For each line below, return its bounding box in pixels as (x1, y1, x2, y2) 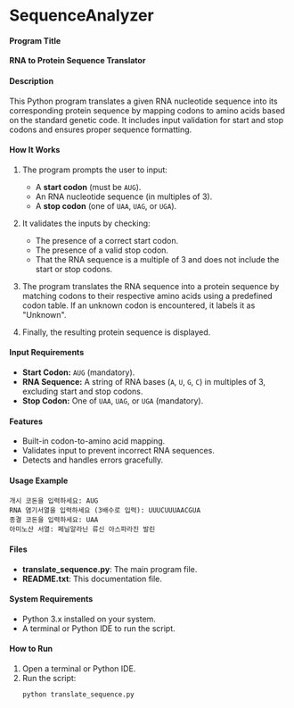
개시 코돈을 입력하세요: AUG (9, 496, 99, 505)
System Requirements (9, 594, 94, 604)
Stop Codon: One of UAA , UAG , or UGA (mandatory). (21, 396, 204, 406)
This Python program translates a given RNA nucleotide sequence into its (9, 96, 278, 106)
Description (9, 75, 54, 86)
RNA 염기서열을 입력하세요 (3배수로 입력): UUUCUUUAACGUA (9, 506, 201, 515)
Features (9, 416, 43, 427)
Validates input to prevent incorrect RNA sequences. (21, 446, 216, 456)
